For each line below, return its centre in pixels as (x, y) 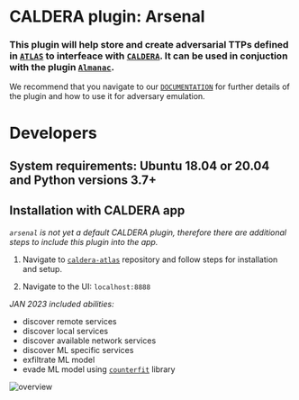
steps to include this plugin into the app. (84, 241)
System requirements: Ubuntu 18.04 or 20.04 (140, 166)
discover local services (65, 331)
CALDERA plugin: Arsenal (107, 17)
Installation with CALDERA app (97, 210)
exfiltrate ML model (59, 359)
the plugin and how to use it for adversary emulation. (107, 96)
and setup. (42, 268)
